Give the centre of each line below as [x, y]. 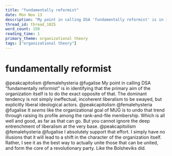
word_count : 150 [23, 29]
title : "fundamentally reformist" [42, 10]
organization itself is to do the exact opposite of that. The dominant [76, 94]
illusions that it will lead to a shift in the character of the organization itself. [83, 137]
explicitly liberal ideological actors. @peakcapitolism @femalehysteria [79, 104]
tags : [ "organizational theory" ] [41, 43]
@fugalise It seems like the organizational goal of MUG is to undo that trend [85, 110]
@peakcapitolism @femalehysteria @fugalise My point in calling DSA [78, 83]
